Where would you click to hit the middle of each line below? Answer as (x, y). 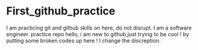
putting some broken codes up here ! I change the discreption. (84, 40)
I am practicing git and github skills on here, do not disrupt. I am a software (99, 28)
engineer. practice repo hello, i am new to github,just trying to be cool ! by (98, 34)
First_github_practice (61, 11)
